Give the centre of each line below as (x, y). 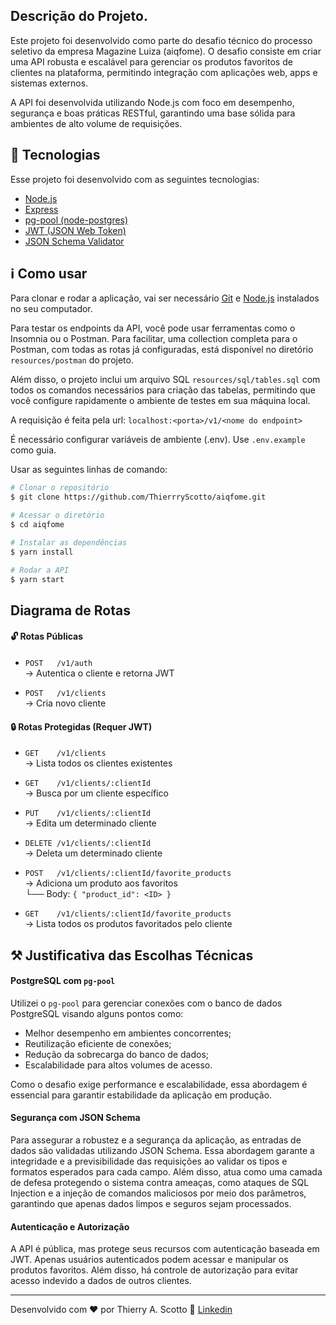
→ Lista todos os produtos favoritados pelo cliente (128, 924)
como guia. (33, 450)
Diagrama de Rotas (70, 610)
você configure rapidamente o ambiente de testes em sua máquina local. (160, 401)
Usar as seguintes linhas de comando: (89, 470)
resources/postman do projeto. (72, 360)
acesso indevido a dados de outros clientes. (101, 1281)
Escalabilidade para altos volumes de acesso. (118, 1065)
